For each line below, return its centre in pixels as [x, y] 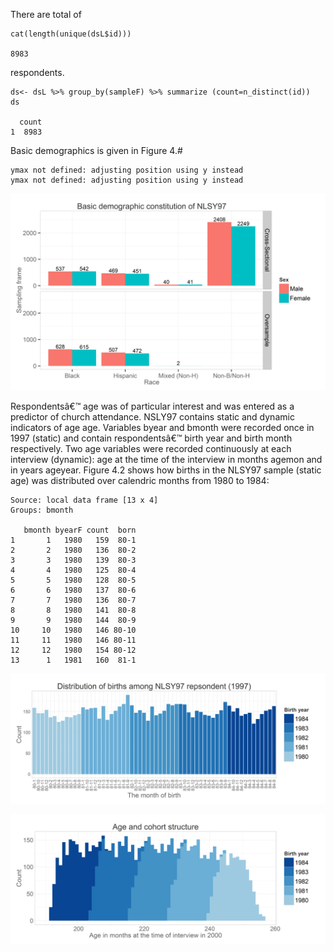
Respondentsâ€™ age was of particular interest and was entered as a [152, 406]
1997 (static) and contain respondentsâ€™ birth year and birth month [151, 438]
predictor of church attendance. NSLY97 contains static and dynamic [152, 417]
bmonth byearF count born [80, 530]
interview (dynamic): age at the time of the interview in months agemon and [166, 459]
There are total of [46, 14]
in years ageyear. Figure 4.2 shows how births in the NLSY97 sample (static [166, 470]
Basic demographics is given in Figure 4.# [96, 150]
